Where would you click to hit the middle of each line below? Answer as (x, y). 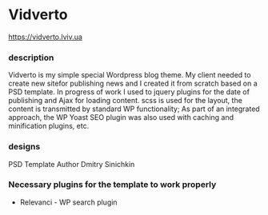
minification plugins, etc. (49, 126)
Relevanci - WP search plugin (68, 202)
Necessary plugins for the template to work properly (112, 185)
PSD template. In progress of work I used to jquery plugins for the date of (129, 92)
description (31, 58)
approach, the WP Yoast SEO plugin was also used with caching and (121, 117)
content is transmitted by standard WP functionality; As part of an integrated (134, 109)
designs (24, 147)
